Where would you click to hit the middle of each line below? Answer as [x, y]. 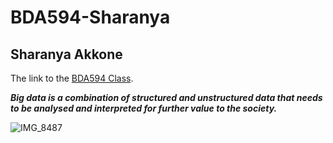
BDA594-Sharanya [90, 17]
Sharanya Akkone [66, 54]
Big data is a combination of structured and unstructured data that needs [166, 97]
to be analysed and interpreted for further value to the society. [144, 108]
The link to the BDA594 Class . [72, 78]
